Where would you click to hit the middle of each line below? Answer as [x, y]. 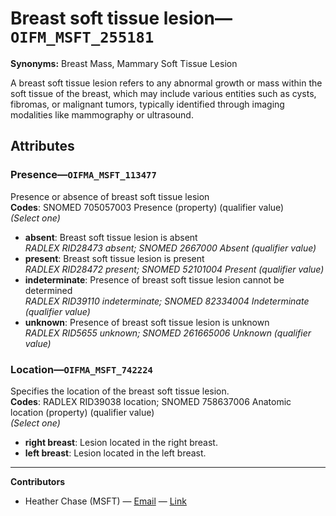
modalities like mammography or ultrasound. [102, 114]
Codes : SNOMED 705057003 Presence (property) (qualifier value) [147, 207]
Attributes [42, 146]
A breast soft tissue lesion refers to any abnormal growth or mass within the [166, 83]
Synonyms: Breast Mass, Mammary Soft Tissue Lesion [124, 63]
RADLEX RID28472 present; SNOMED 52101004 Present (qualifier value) [174, 269]
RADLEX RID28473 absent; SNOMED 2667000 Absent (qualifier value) [170, 248]
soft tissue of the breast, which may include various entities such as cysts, [163, 93]
